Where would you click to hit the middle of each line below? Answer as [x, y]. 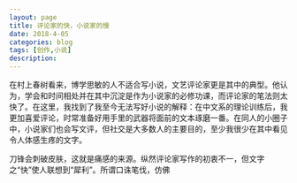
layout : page [33, 17]
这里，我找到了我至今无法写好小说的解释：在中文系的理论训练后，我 [164, 107]
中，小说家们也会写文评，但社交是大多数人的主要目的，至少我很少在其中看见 [148, 129]
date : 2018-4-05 [39, 34]
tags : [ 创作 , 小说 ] [41, 50]
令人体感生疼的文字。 [48, 140]
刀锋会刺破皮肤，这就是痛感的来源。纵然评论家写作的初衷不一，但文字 [137, 159]
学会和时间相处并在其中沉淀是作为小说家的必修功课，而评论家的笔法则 [152, 95]
